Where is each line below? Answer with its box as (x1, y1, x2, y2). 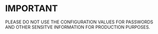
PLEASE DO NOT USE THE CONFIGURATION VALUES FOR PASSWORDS (5, 19, 154, 25)
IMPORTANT (5, 3, 58, 14)
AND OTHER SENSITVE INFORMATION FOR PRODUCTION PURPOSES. (5, 24, 151, 30)
